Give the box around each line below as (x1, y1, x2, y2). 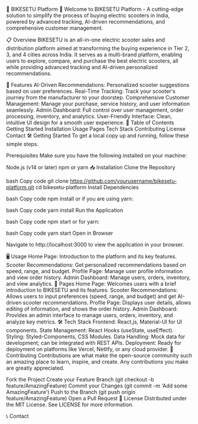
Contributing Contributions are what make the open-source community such (6, 352, 193, 359)
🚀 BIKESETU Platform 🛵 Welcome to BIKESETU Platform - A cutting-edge (6, 6, 184, 12)
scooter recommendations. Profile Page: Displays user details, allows (22, 299, 191, 306)
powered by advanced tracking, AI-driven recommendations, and (6, 18, 165, 25)
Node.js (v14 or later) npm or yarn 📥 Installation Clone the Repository (6, 164, 176, 171)
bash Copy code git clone (6, 177, 69, 185)
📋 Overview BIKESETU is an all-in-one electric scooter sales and (6, 36, 165, 43)
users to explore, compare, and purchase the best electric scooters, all (6, 57, 178, 64)
